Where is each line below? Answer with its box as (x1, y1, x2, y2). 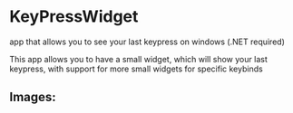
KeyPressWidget (9, 6, 139, 27)
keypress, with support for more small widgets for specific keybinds (9, 63, 263, 74)
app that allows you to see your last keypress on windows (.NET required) (9, 36, 286, 47)
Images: (9, 89, 56, 105)
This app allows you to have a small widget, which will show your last (9, 53, 268, 64)
